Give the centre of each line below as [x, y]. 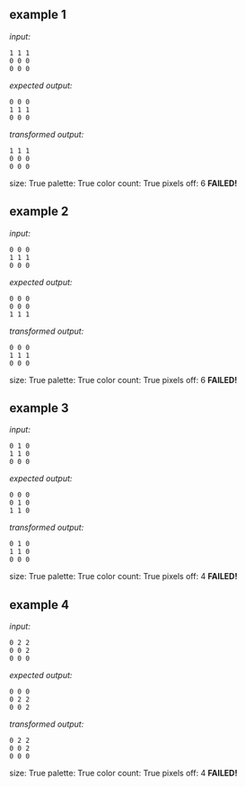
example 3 [39, 408]
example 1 [38, 15]
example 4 [40, 605]
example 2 [39, 212]
